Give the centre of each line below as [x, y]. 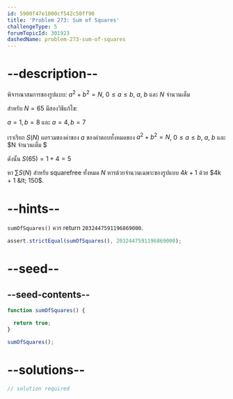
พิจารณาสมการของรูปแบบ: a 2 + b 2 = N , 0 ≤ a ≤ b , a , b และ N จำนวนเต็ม [98, 93]
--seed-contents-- [49, 294]
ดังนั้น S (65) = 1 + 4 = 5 [39, 159]
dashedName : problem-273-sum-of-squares [67, 40]
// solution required [39, 389]
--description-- [53, 74]
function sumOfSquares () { [46, 311]
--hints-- [34, 209]
